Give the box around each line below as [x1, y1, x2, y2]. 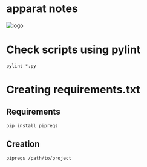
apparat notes [6, 2, 79, 16]
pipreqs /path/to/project [6, 155, 71, 161]
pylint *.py [6, 63, 36, 69]
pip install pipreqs [6, 122, 59, 128]
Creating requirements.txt [6, 83, 140, 96]
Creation [6, 139, 40, 150]
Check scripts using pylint [6, 43, 141, 57]
